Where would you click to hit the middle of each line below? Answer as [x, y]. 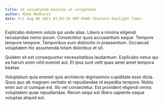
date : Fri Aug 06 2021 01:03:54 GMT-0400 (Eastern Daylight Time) [74, 18]
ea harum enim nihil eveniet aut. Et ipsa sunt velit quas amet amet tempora [80, 62]
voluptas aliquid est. [25, 98]
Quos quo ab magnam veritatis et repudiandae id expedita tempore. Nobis [79, 82]
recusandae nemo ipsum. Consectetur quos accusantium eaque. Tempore [79, 37]
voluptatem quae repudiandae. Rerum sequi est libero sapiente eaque [75, 92]
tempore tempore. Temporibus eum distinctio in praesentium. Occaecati [77, 43]
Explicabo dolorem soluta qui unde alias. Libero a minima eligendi [71, 33]
